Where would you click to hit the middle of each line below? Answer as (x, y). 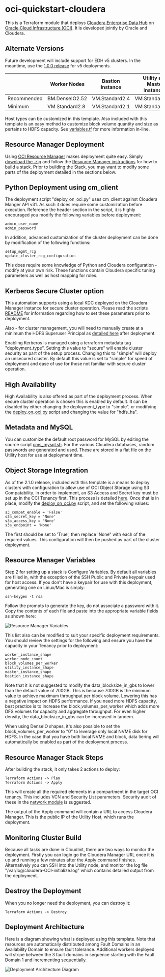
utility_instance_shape (29, 668)
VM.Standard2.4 (111, 98)
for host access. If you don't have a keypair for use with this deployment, (79, 582)
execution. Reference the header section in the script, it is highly (70, 210)
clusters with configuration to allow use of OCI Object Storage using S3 (77, 488)
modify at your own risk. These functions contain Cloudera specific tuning (80, 270)
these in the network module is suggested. (48, 802)
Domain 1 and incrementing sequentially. (46, 960)
